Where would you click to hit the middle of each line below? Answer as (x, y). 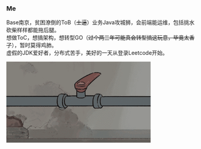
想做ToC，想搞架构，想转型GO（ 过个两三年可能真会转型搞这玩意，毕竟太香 (101, 38)
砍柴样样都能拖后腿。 (33, 30)
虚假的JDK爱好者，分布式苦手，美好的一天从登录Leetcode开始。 (87, 53)
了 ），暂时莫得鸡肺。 (32, 45)
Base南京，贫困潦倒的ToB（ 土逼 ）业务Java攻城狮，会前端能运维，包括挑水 (101, 23)
